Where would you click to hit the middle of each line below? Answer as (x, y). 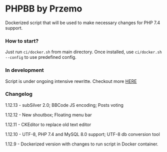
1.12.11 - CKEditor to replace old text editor (48, 124)
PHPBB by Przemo (44, 9)
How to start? (22, 41)
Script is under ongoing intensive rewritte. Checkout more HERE (71, 81)
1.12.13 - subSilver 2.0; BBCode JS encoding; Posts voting (64, 105)
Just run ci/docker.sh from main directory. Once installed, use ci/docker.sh (83, 52)
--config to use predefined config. (41, 57)
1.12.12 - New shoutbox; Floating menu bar (48, 115)
